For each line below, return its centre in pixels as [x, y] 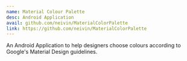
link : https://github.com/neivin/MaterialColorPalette [77, 28]
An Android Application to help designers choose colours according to [93, 45]
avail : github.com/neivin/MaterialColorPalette [67, 23]
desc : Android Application [40, 17]
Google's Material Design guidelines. [52, 52]
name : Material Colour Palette [46, 12]
